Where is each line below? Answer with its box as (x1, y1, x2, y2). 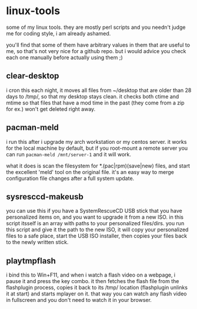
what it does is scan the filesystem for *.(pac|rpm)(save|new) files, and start (6, 162, 190, 169)
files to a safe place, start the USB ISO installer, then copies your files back (6, 232, 187, 239)
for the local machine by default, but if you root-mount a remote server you (6, 144, 188, 152)
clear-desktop (6, 71, 59, 81)
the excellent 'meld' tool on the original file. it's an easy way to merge (6, 168, 175, 175)
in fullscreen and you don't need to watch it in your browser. (6, 297, 152, 304)
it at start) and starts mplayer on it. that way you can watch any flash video (6, 290, 187, 297)
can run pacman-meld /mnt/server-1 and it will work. (6, 150, 131, 157)
